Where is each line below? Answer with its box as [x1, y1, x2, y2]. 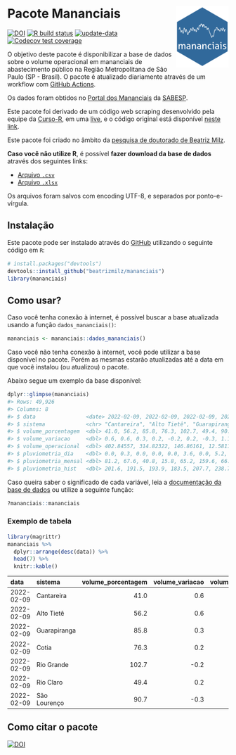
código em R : [7, 246, 45, 254]
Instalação [7, 220, 55, 231]
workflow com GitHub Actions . [7, 80, 96, 88]
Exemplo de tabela [7, 516, 72, 526]
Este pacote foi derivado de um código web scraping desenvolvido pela [7, 107, 215, 115]
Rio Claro [36, 678, 63, 686]
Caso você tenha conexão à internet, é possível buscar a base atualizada [7, 313, 219, 322]
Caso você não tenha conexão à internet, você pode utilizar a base [7, 348, 201, 357]
